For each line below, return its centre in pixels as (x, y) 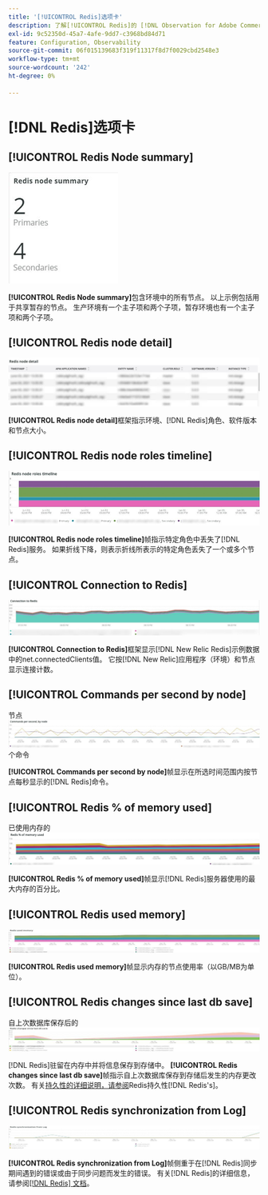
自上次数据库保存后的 (43, 1022)
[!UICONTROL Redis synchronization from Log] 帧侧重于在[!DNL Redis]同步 (133, 1163)
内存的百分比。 (39, 889)
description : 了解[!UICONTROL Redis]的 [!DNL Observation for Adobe (123, 25)
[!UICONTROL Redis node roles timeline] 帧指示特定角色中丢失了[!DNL (124, 539)
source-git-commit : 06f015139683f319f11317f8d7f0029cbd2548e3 (114, 51)
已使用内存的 (29, 828)
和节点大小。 (29, 430)
